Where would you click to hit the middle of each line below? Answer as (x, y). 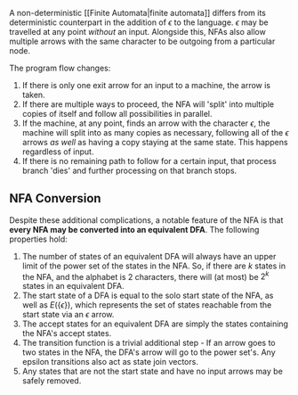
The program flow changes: (60, 68)
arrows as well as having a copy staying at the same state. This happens (155, 142)
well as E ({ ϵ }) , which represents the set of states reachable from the (147, 305)
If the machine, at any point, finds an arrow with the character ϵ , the (146, 123)
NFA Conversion (55, 198)
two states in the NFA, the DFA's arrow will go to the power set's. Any (149, 352)
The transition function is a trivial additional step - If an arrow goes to (149, 343)
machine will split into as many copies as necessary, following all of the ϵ (155, 132)
